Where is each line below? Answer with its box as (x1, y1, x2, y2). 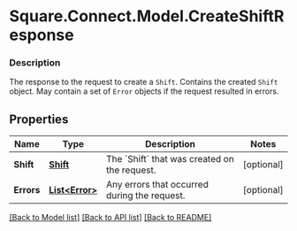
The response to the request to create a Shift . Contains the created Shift (9, 77, 278, 88)
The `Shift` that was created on (105, 153, 234, 166)
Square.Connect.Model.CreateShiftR (9, 6, 285, 27)
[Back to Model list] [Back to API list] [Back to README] (9, 212, 212, 223)
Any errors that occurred (105, 179, 209, 191)
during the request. (105, 189, 186, 202)
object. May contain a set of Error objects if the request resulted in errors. (9, 86, 279, 96)
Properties (9, 112, 69, 127)
